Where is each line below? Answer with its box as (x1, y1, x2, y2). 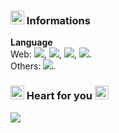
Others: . (10, 60, 57, 72)
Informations (26, 13, 91, 27)
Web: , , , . (10, 48, 92, 60)
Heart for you (26, 89, 93, 103)
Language (10, 36, 53, 49)
